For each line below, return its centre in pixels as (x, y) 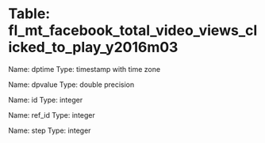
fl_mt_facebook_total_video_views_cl (133, 30)
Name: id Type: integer (46, 100)
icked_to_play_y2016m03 (93, 47)
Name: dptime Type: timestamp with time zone (84, 69)
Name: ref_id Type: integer (52, 115)
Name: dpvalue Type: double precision (71, 85)
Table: (29, 14)
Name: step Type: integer (50, 130)
